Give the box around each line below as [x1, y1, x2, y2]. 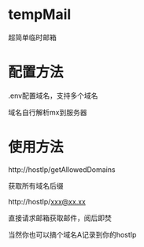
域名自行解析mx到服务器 [8, 107, 87, 117]
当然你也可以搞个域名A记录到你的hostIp [8, 230, 137, 239]
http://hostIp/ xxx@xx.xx [8, 196, 87, 206]
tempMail [8, 6, 72, 24]
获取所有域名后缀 [8, 181, 64, 190]
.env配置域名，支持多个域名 [8, 91, 98, 100]
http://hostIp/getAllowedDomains [8, 164, 116, 174]
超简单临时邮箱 [8, 32, 57, 42]
